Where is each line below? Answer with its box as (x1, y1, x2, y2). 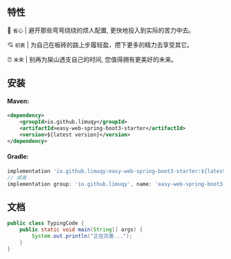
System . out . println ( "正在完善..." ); (32, 233, 133, 240)
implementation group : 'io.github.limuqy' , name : (7, 181, 153, 188)
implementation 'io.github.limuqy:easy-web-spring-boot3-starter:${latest (7, 168, 226, 174)
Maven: (7, 97, 30, 105)
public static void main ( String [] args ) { (19, 226, 143, 234)
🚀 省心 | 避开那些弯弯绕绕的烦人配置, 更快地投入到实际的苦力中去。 (7, 26, 195, 34)
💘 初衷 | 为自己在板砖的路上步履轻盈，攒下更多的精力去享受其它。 (7, 41, 194, 49)
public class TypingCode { (7, 220, 85, 227)
